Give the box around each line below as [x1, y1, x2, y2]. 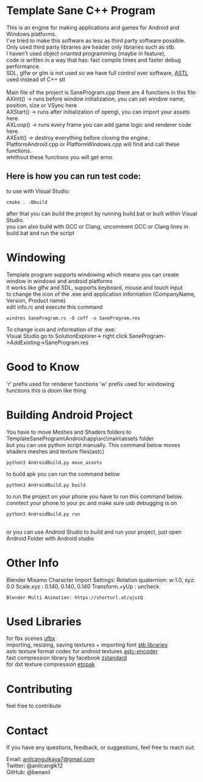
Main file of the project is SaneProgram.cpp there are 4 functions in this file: [6, 88, 197, 96]
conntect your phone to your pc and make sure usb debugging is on [6, 499, 177, 506]
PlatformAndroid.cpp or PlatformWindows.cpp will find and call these [6, 140, 180, 148]
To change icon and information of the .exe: [6, 326, 116, 333]
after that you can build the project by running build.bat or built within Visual [6, 210, 198, 217]
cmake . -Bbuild [6, 199, 48, 205]
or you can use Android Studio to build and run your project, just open [6, 528, 182, 536]
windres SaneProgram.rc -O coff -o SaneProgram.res [6, 315, 140, 321]
